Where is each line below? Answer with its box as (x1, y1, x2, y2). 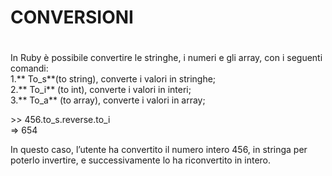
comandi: (10, 62, 49, 75)
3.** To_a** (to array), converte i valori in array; (10, 94, 206, 106)
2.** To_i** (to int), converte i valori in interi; (10, 84, 192, 96)
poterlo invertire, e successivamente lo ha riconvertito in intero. (10, 154, 272, 166)
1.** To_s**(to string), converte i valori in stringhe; (10, 73, 217, 85)
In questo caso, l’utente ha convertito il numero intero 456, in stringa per (10, 144, 308, 156)
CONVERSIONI (10, 6, 134, 29)
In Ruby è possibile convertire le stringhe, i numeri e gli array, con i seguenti (10, 52, 323, 64)
